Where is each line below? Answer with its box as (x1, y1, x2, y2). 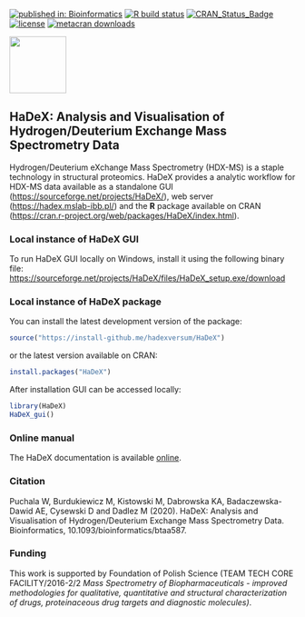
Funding (9, 547, 47, 560)
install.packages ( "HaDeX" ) (9, 368, 112, 377)
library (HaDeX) (9, 402, 67, 411)
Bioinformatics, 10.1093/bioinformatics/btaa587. (9, 524, 187, 535)
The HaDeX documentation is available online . (9, 453, 182, 463)
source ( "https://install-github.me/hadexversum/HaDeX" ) (9, 333, 225, 343)
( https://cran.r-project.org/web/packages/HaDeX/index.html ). (9, 210, 240, 221)
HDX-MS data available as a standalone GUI (9, 181, 174, 192)
